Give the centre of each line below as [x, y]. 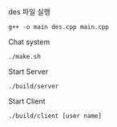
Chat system [29, 42]
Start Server [28, 72]
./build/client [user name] [55, 116]
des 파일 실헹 [29, 12]
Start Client [27, 101]
